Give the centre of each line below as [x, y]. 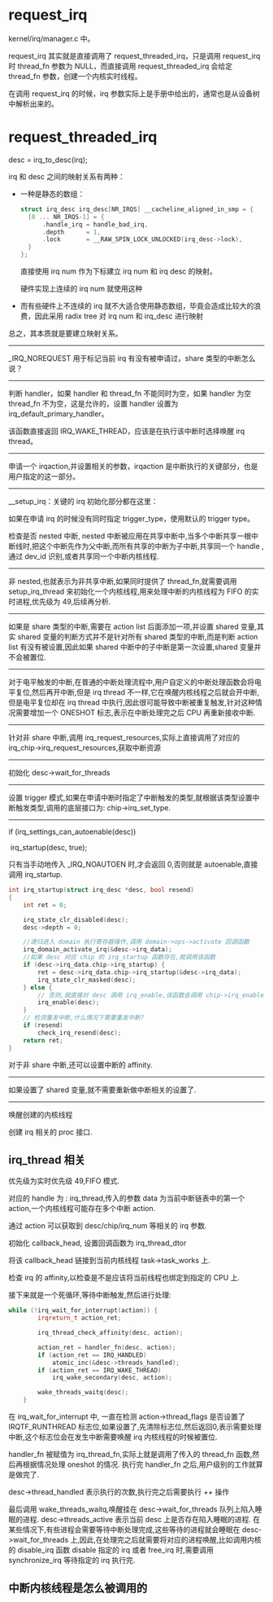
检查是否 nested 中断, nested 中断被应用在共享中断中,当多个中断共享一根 [130, 536]
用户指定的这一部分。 [44, 476]
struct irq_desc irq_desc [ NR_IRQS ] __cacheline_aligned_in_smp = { [137, 209]
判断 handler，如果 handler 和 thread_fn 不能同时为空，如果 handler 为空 [130, 393]
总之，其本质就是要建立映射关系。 [65, 333]
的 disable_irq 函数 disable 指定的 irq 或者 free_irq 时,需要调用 [111, 1550]
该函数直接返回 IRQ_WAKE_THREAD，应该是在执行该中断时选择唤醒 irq [127, 431]
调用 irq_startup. [36, 874]
